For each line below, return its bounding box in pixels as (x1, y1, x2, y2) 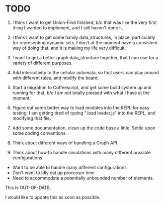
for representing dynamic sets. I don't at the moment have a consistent (12, 39, 158, 45)
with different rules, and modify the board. (12, 75, 99, 81)
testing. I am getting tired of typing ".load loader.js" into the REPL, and (12, 110, 156, 116)
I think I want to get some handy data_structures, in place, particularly (12, 34, 156, 40)
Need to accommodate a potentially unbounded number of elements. (12, 175, 154, 181)
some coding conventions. (12, 130, 67, 136)
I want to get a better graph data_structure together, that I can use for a (12, 54, 159, 60)
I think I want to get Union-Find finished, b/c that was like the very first (12, 19, 157, 25)
